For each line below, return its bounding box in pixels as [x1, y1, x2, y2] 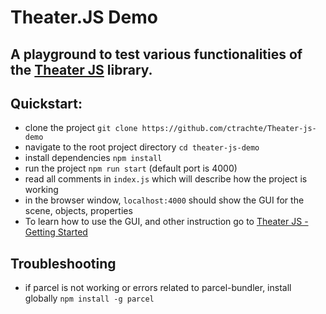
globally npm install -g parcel [24, 292, 155, 305]
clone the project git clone [24, 122, 138, 134]
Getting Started [24, 226, 88, 238]
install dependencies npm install [24, 152, 163, 164]
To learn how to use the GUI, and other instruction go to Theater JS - [24, 216, 309, 228]
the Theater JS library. [10, 61, 153, 78]
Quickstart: [10, 95, 83, 112]
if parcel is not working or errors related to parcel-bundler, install [24, 282, 292, 294]
